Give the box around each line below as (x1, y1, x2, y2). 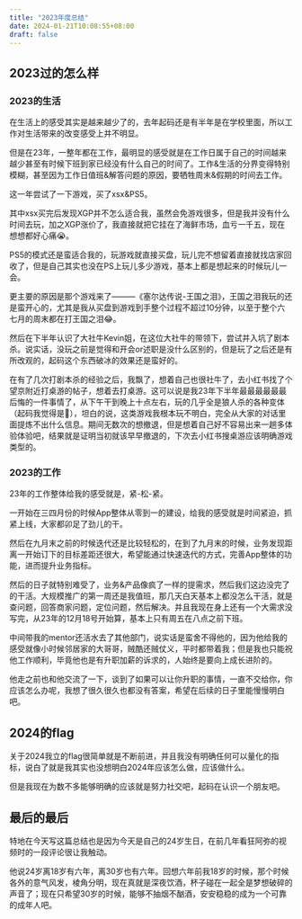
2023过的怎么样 (9, 65, 100, 81)
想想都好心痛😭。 (9, 230, 75, 241)
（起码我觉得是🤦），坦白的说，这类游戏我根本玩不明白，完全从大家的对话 (9, 408, 279, 419)
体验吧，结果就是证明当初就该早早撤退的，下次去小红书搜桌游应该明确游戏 (16, 431, 293, 442)
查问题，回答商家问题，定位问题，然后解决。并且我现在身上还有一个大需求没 (9, 602, 293, 612)
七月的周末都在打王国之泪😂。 (9, 314, 121, 325)
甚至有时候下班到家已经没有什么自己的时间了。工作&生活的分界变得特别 (24, 158, 290, 169)
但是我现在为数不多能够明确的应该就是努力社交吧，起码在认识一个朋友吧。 (9, 781, 285, 792)
